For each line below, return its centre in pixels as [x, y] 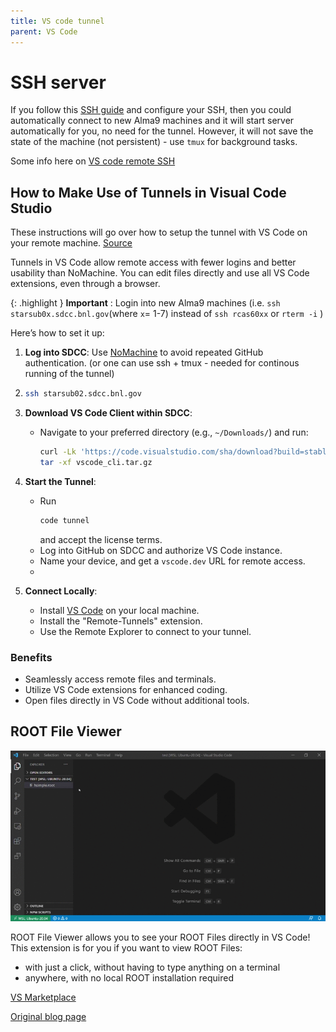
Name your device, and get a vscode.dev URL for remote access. [172, 561]
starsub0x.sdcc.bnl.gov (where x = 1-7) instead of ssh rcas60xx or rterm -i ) [167, 314]
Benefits [31, 657]
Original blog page [48, 1017]
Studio [31, 208]
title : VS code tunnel [57, 21]
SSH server [58, 82]
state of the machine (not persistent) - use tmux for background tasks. [154, 142]
